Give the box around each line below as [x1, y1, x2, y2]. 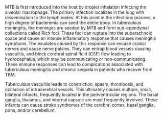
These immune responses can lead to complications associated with [5, 61, 143, 67]
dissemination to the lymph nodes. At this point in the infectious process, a [5, 15, 156, 20]
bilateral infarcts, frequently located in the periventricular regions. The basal [5, 92, 159, 97]
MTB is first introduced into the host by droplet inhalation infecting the [5, 4, 147, 10]
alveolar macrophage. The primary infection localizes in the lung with [5, 9, 144, 15]
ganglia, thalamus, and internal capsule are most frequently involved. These [5, 97, 158, 102]
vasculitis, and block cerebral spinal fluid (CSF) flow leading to [5, 51, 131, 57]
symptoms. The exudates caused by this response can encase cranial [5, 41, 146, 46]
